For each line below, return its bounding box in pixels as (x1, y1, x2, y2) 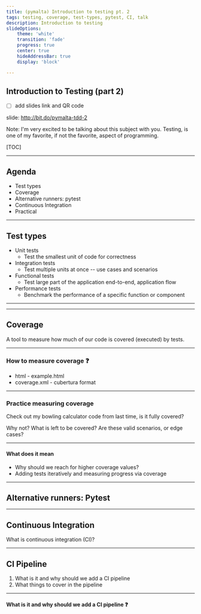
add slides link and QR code (14, 102, 84, 110)
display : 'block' (17, 59, 60, 65)
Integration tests (14, 260, 56, 266)
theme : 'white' (17, 31, 55, 37)
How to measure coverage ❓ (6, 357, 90, 365)
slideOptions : (6, 25, 42, 32)
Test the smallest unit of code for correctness (23, 253, 136, 260)
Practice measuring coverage (6, 399, 94, 408)
